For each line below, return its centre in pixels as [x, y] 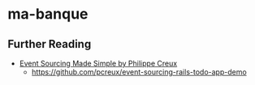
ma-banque [48, 14]
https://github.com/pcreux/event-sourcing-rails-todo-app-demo [139, 72]
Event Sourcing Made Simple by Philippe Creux [98, 63]
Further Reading [50, 44]
